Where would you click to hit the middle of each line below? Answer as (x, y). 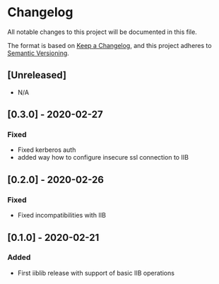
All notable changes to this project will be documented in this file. (102, 32)
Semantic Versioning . (38, 53)
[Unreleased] (37, 75)
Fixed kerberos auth (47, 150)
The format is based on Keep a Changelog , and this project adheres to (109, 45)
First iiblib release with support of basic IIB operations (96, 273)
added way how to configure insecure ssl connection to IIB (103, 158)
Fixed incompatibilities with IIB (61, 215)
